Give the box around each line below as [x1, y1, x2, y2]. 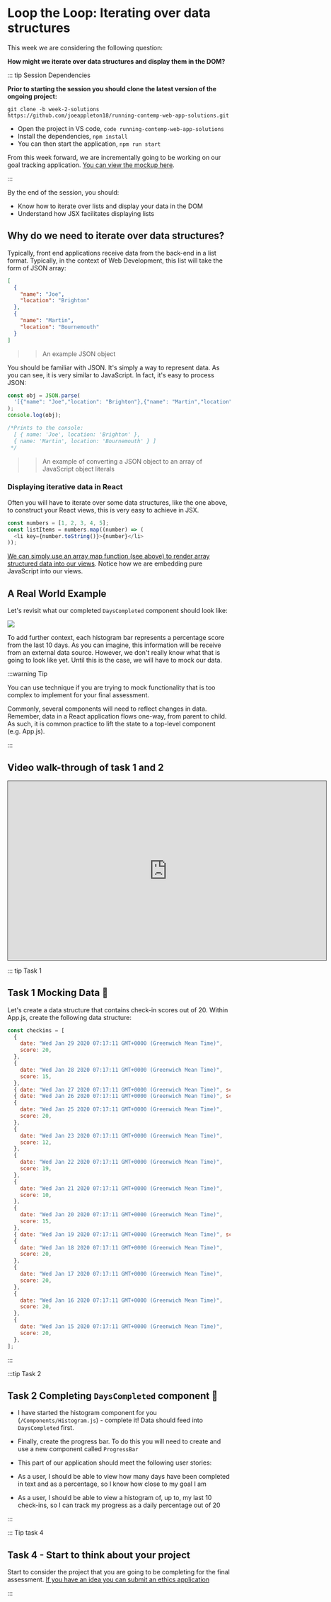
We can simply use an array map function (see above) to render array [7, 552, 210, 561]
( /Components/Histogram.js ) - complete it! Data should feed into [17, 1416, 204, 1424]
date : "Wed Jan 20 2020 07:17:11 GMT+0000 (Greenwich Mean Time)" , [20, 1211, 223, 1218]
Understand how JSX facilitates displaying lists [17, 209, 154, 217]
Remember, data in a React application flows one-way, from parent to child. [7, 712, 227, 721]
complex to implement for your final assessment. [7, 691, 150, 699]
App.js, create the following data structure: [7, 1013, 132, 1022]
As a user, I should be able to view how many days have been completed [17, 1472, 230, 1481]
